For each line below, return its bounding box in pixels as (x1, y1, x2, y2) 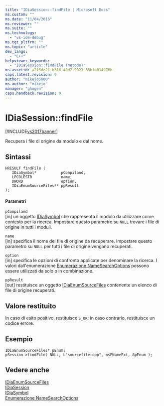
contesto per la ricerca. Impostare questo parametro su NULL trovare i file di (5, 219, 160, 225)
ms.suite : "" (5, 26, 32, 31)
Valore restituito (5, 302, 56, 310)
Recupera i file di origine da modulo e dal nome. (5, 138, 104, 144)
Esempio (5, 335, 33, 343)
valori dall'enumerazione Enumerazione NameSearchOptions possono (5, 263, 150, 269)
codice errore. (5, 320, 34, 326)
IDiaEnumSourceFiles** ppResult (11, 183, 79, 188)
